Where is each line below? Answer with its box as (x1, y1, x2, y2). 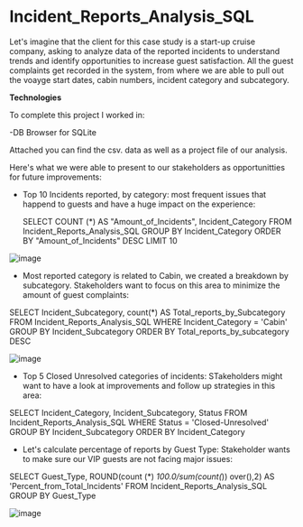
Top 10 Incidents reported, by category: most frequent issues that (22, 189, 267, 199)
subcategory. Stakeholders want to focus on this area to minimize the (22, 280, 280, 291)
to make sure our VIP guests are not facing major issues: (22, 453, 233, 464)
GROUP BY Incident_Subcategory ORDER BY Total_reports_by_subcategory (9, 326, 290, 337)
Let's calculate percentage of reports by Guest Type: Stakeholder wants (22, 444, 290, 455)
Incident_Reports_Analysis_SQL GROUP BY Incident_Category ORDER (22, 226, 281, 236)
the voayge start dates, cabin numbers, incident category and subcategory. (9, 74, 290, 85)
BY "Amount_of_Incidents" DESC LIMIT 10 (22, 235, 178, 245)
